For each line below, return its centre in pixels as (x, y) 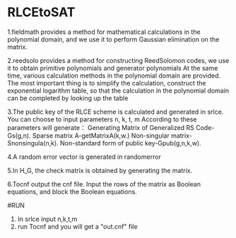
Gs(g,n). (19, 136)
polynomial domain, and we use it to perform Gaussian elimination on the (113, 39)
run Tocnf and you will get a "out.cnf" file (77, 226)
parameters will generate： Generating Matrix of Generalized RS (101, 127)
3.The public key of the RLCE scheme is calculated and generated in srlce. (116, 112)
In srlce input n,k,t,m (47, 219)
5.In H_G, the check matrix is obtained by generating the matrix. (100, 170)
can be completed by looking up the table (68, 98)
